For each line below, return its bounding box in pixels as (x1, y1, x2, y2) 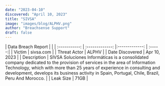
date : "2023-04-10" (5, 7, 46, 12)
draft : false (5, 30, 32, 35)
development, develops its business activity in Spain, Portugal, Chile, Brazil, (5, 70, 160, 76)
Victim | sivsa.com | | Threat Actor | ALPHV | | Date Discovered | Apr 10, (13, 49, 160, 55)
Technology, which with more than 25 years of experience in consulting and (5, 65, 160, 71)
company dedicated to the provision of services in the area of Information (5, 60, 156, 65)
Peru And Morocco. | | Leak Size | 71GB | (5, 75, 88, 81)
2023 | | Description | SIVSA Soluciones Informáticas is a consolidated (5, 54, 149, 60)
